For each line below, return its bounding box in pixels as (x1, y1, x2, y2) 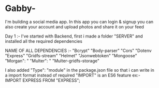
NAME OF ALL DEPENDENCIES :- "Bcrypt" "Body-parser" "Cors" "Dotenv (5, 48, 152, 53)
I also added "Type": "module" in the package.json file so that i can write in (5, 67, 155, 73)
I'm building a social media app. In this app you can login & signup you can (5, 19, 154, 25)
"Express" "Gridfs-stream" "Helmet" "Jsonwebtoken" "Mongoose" (5, 52, 137, 58)
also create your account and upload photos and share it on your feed (5, 24, 144, 29)
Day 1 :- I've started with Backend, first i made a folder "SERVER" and (5, 33, 143, 39)
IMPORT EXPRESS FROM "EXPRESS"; (5, 77, 81, 83)
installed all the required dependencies (5, 38, 83, 44)
